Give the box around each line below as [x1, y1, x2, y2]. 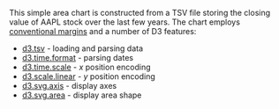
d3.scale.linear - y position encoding [21, 71, 156, 82]
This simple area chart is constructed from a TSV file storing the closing [9, 8, 271, 18]
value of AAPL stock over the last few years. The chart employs [9, 17, 241, 27]
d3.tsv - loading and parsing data [21, 43, 144, 54]
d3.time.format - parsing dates [21, 53, 134, 62]
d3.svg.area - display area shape [21, 90, 142, 100]
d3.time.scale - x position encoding [21, 62, 151, 72]
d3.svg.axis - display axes [21, 81, 117, 91]
